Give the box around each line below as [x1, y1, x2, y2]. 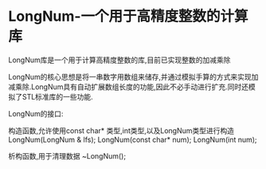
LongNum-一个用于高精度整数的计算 [8, 7, 248, 26]
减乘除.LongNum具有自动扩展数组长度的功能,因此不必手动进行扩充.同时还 [8, 81, 249, 92]
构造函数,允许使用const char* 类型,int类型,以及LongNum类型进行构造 [8, 125, 235, 136]
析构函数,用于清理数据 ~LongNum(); [8, 151, 126, 160]
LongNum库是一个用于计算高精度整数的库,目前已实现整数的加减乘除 [8, 55, 231, 65]
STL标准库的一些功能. [22, 92, 93, 101]
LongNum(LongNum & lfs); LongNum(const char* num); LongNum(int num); [8, 135, 257, 144]
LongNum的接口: [8, 108, 64, 118]
